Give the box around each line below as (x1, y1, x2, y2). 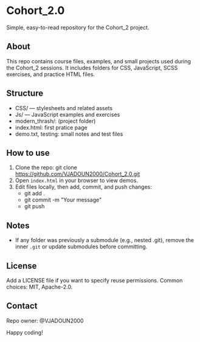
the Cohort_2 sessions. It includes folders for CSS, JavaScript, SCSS (6, 64, 178, 71)
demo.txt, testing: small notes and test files (15, 130, 123, 138)
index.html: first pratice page (15, 124, 88, 131)
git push (24, 203, 45, 210)
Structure (6, 88, 44, 99)
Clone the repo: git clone (15, 164, 77, 171)
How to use (6, 147, 50, 158)
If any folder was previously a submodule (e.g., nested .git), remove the (15, 237, 195, 244)
